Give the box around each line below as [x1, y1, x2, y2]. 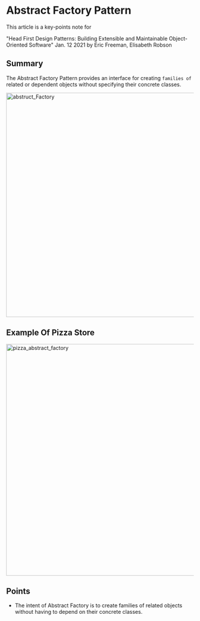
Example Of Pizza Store [6, 328, 95, 338]
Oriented [6, 41, 28, 48]
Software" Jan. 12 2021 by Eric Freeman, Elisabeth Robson [29, 41, 173, 48]
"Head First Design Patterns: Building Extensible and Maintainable [6, 35, 168, 42]
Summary [6, 59, 43, 69]
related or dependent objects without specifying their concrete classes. [6, 81, 182, 88]
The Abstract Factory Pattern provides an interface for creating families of [6, 74, 192, 81]
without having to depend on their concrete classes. [14, 608, 143, 616]
